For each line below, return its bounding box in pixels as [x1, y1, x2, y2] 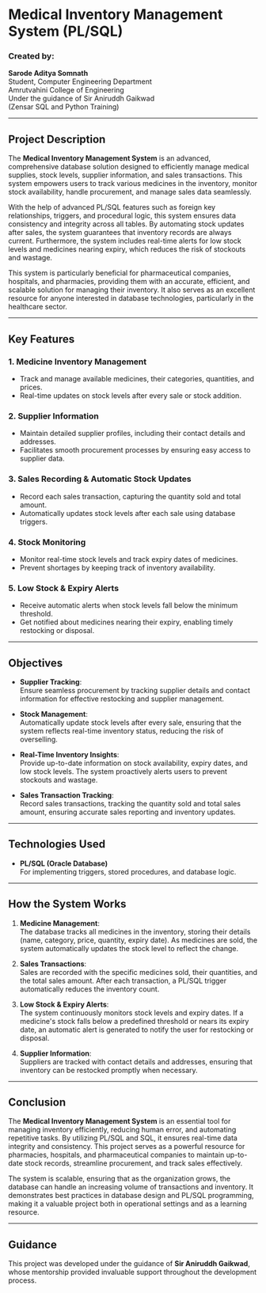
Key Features [8, 332, 75, 346]
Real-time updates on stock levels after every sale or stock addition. [19, 390, 241, 400]
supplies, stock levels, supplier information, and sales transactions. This [8, 170, 243, 180]
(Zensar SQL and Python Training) [8, 102, 120, 112]
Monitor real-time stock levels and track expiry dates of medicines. [19, 554, 238, 563]
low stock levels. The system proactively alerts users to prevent [19, 766, 228, 776]
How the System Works [8, 897, 127, 911]
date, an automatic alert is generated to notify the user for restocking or [19, 1025, 254, 1034]
